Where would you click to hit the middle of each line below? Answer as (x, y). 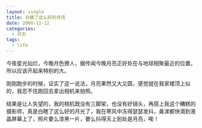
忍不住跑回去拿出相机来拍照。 (59, 91)
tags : (13, 40)
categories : (21, 29)
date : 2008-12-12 (28, 23)
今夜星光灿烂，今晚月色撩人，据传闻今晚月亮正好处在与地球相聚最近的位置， (101, 63)
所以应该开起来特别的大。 (38, 70)
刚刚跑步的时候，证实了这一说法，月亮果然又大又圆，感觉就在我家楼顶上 (96, 83)
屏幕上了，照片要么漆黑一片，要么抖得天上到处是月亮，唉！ (85, 118)
